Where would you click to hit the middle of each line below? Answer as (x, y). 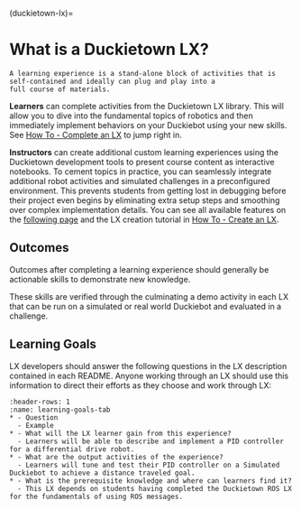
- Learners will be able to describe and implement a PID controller (150, 441)
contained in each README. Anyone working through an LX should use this (149, 376)
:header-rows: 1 (40, 402)
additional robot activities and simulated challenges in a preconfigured (140, 181)
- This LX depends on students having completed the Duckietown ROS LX (155, 488)
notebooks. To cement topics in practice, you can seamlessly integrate (141, 172)
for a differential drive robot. (72, 449)
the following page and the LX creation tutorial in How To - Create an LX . (144, 219)
